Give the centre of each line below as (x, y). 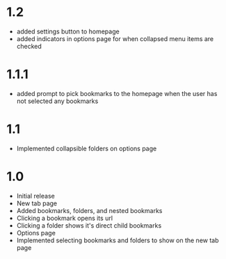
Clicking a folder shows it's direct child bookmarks (89, 225)
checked (29, 46)
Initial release (35, 196)
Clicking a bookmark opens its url (64, 218)
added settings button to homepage (68, 31)
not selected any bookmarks (57, 101)
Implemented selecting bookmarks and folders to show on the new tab (118, 240)
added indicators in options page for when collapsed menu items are (115, 38)
